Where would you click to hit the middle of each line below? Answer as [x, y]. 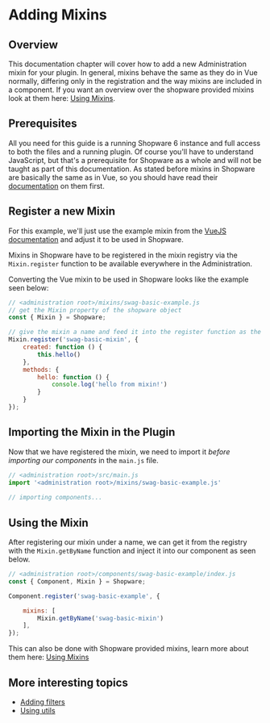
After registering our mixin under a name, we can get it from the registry [128, 542]
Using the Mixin [48, 522]
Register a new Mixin [62, 211]
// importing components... [56, 498]
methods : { [41, 370]
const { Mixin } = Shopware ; [57, 318]
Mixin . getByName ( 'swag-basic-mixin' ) [100, 618]
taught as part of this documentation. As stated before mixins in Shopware [132, 169]
